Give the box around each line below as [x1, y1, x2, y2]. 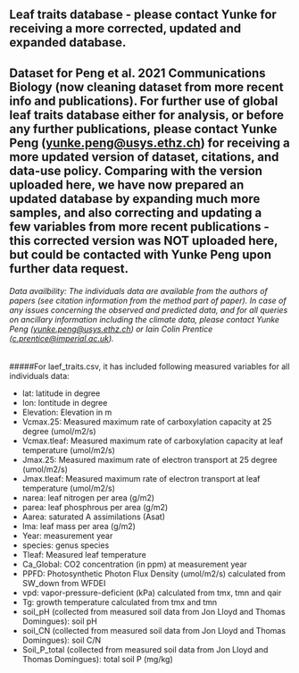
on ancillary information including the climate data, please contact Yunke [9, 315, 279, 325]
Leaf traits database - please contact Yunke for [9, 7, 277, 22]
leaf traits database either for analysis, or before [9, 107, 284, 122]
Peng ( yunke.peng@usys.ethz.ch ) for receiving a [9, 135, 290, 150]
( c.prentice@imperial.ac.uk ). [9, 333, 114, 344]
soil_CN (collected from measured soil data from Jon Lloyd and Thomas [21, 625, 287, 635]
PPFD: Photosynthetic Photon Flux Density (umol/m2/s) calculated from [21, 568, 286, 579]
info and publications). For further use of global [9, 93, 278, 108]
